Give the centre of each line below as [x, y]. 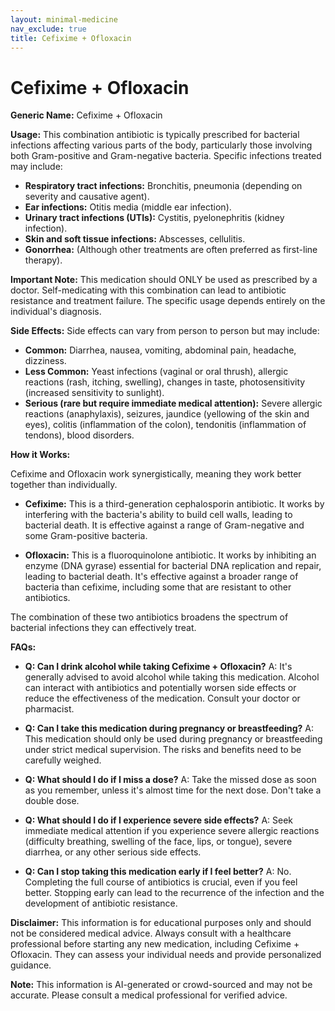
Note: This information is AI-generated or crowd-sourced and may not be [161, 985]
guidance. [31, 965]
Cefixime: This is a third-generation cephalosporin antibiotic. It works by [174, 504]
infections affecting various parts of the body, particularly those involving [161, 145]
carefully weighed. [63, 760]
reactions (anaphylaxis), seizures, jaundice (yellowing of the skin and [167, 414]
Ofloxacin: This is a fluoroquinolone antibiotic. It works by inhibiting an [170, 555]
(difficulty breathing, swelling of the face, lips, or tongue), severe [158, 842]
